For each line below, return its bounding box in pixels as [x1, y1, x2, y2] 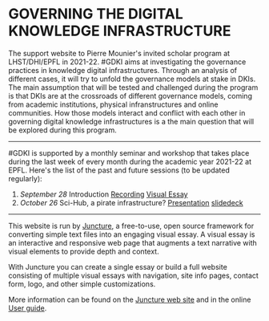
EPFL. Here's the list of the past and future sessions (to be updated [8, 165, 231, 175]
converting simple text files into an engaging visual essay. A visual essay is [8, 230, 255, 239]
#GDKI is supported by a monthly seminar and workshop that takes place [8, 148, 250, 157]
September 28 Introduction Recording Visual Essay [19, 189, 188, 199]
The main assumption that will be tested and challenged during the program [8, 82, 259, 92]
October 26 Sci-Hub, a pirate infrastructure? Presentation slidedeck [19, 197, 243, 207]
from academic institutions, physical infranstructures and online [8, 100, 219, 109]
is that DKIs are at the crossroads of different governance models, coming [8, 91, 252, 100]
